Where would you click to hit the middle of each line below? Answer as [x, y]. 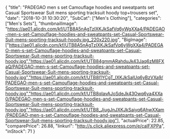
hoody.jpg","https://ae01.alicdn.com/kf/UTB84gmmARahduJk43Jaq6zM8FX [85, 61]
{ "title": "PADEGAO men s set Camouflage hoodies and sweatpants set [80, 7]
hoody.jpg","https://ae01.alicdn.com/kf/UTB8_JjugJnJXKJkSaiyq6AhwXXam [85, 110]
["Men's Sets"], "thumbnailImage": [41, 23]
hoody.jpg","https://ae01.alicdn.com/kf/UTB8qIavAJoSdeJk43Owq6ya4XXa [84, 94]
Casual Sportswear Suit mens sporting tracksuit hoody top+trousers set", [82, 13]
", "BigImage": [132, 40]
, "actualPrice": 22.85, [142, 120]
